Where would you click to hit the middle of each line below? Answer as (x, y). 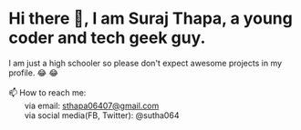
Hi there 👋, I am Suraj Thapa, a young (150, 19)
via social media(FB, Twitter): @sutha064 (102, 115)
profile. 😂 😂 (33, 73)
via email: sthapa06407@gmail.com (92, 105)
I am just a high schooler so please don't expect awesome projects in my (145, 63)
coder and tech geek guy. (107, 38)
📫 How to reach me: (47, 92)
